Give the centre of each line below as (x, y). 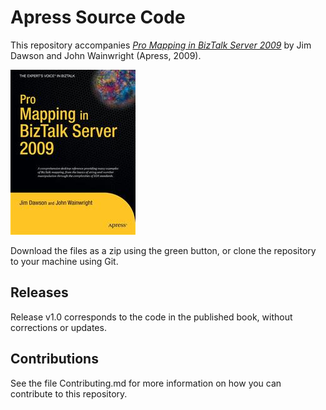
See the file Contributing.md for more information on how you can (146, 383)
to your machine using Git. (64, 261)
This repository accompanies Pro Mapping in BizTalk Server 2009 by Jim (161, 45)
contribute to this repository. (69, 393)
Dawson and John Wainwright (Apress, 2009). (106, 55)
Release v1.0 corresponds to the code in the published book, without (151, 317)
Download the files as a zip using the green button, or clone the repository (163, 250)
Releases (39, 292)
